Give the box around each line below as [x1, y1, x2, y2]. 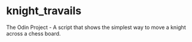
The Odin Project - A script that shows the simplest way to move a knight [6, 24, 187, 31]
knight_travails [6, 4, 82, 18]
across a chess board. [6, 30, 61, 37]
